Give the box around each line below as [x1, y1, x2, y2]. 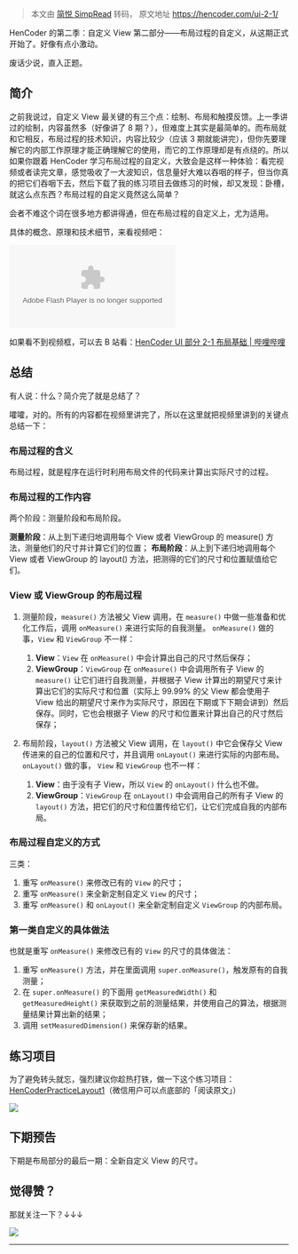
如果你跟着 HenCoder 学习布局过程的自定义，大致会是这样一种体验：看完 [9, 155, 277, 166]
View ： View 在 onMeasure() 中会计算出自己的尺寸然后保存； [35, 652, 254, 663]
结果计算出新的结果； [29, 1009, 108, 1020]
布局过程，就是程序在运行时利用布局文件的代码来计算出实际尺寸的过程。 [9, 466, 273, 477]
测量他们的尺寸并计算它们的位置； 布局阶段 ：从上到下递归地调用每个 [24, 543, 276, 553]
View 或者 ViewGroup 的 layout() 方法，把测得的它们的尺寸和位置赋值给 [9, 554, 271, 565]
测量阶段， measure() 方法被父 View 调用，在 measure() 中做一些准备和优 [21, 611, 286, 622]
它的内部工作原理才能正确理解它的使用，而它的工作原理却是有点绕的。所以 [16, 144, 289, 155]
